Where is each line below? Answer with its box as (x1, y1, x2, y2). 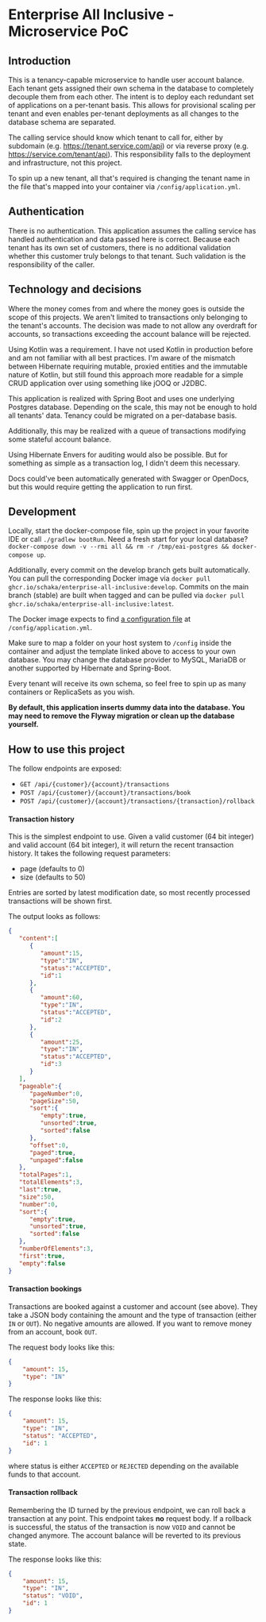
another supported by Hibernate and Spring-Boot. (8, 663, 172, 673)
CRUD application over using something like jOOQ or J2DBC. (8, 378, 207, 388)
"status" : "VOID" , (22, 1592, 83, 1600)
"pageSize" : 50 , (29, 1097, 80, 1105)
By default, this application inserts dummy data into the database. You (8, 703, 245, 713)
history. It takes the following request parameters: (8, 848, 171, 859)
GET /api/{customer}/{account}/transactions (19, 781, 170, 789)
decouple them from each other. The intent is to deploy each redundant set (8, 92, 254, 101)
